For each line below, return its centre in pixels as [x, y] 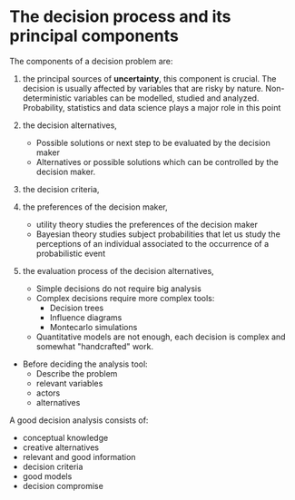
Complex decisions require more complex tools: [125, 298]
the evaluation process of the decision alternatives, [118, 270]
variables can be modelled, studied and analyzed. [167, 98]
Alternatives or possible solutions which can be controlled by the [157, 162]
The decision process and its [120, 17]
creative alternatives [61, 447]
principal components [94, 36]
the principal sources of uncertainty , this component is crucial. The [149, 78]
